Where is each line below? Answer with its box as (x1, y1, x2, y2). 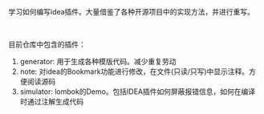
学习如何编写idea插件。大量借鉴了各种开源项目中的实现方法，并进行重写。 (8, 7, 255, 16)
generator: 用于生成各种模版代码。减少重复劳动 (19, 57, 177, 66)
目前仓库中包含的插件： (8, 39, 86, 49)
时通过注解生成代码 (19, 97, 84, 106)
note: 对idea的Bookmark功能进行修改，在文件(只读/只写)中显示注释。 (19, 67, 250, 76)
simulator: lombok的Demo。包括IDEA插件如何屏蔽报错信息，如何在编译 (19, 87, 256, 96)
